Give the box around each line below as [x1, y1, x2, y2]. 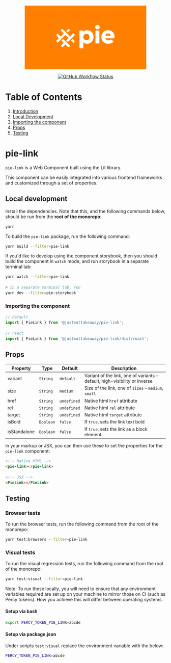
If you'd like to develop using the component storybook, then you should [5, 253, 158, 259]
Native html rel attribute [84, 405, 135, 411]
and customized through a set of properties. [5, 179, 98, 186]
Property [11, 365, 31, 371]
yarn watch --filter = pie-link [5, 274, 70, 279]
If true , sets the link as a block [84, 426, 148, 432]
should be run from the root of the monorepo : [5, 214, 102, 220]
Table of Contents [5, 91, 82, 103]
